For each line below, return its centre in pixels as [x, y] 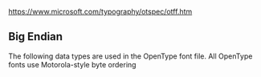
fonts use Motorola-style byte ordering [72, 64]
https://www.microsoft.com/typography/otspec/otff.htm [100, 12]
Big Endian [35, 36]
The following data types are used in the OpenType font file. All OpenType [130, 56]
